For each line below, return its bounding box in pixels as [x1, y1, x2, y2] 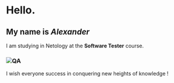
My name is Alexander [6, 27, 90, 37]
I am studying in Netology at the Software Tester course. [6, 42, 144, 49]
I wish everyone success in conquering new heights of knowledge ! [6, 70, 169, 77]
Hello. [6, 4, 36, 17]
